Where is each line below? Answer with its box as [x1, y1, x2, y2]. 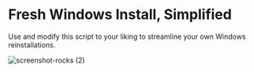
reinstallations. [8, 40, 56, 49]
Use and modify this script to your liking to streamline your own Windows [8, 32, 246, 41]
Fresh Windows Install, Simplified [8, 6, 233, 24]
